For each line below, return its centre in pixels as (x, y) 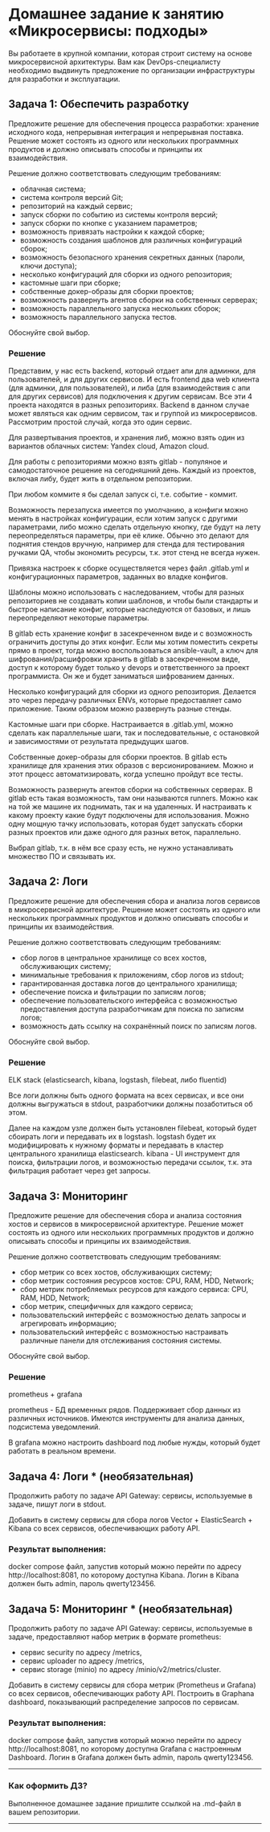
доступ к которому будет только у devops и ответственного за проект (129, 668)
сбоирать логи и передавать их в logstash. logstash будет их (112, 1137)
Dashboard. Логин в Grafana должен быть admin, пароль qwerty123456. (131, 1757)
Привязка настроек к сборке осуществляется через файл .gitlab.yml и (129, 568)
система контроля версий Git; (72, 197)
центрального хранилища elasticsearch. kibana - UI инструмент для (124, 1154)
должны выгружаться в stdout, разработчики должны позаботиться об (131, 1104)
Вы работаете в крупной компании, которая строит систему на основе (130, 53)
